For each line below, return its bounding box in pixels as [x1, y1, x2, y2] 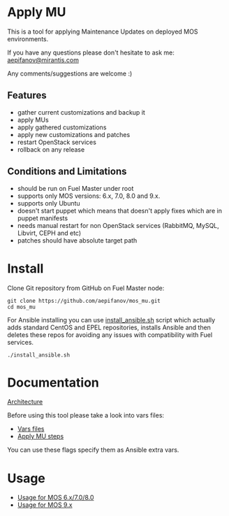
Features [7, 89, 47, 101]
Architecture [7, 398, 43, 406]
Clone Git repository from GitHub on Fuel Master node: [7, 284, 165, 292]
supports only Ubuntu [17, 199, 80, 207]
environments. [7, 34, 49, 43]
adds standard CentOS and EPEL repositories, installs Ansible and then [7, 323, 212, 331]
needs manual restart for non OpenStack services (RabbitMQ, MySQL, [17, 221, 220, 229]
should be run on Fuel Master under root [17, 184, 134, 192]
